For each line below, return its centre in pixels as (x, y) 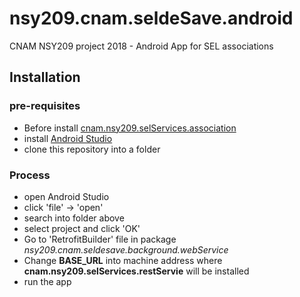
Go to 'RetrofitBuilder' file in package (100, 239)
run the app (47, 281)
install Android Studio (68, 138)
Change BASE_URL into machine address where (123, 260)
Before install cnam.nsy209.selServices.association (130, 128)
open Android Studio (66, 196)
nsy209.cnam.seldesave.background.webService (126, 249)
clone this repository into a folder (92, 149)
